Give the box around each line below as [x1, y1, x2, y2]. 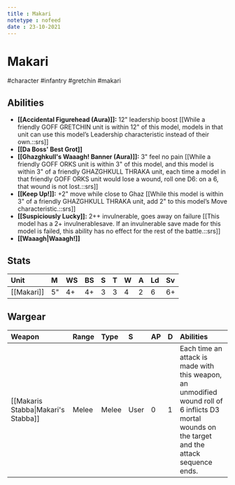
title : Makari [7, 10, 52, 17]
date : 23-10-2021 [7, 23, 61, 30]
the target [179, 431, 212, 441]
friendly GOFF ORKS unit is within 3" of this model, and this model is [17, 160, 215, 169]
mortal [179, 414, 201, 423]
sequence [179, 457, 213, 467]
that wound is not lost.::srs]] [17, 183, 99, 191]
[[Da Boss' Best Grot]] [17, 145, 83, 154]
